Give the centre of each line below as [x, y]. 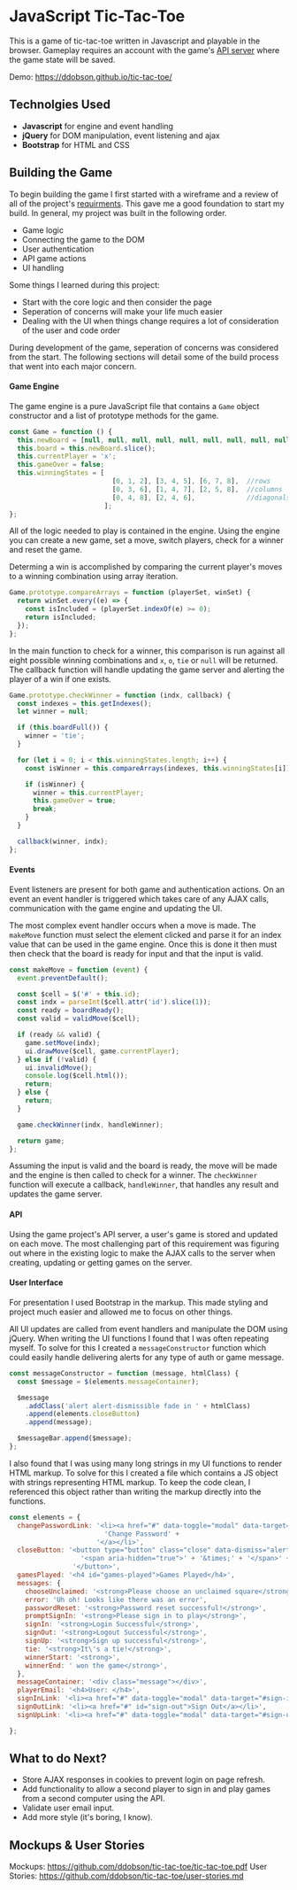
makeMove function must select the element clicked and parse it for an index [145, 934]
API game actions [54, 258]
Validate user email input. [68, 1808]
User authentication [58, 249]
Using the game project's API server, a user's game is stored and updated [144, 1234]
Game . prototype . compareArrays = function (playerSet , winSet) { [130, 593]
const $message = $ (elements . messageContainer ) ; [108, 1382]
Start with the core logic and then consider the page [117, 302]
